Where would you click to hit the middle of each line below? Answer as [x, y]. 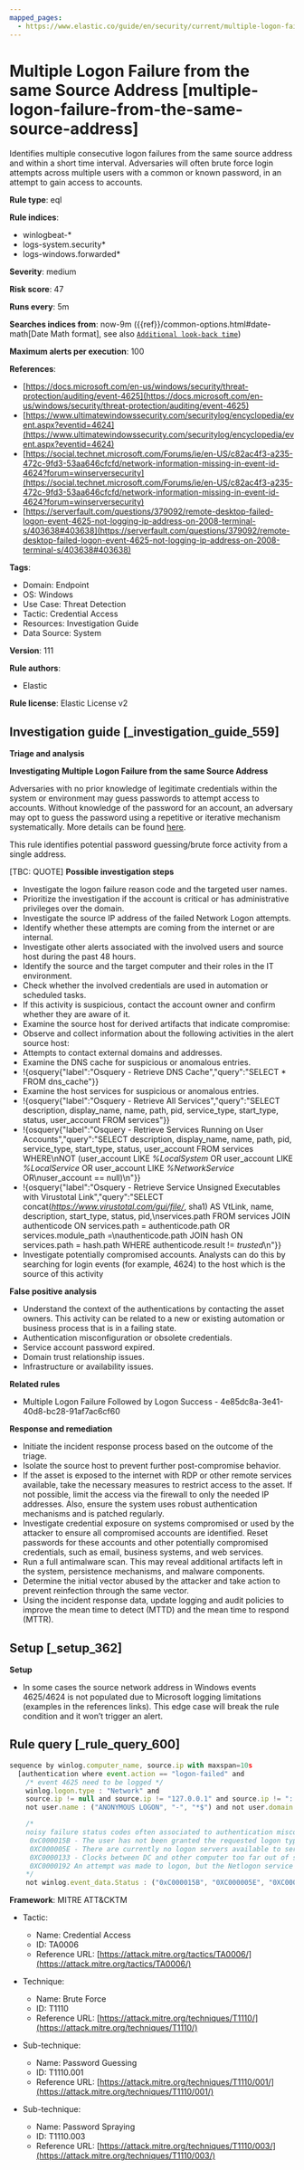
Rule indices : [34, 217]
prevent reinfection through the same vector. [106, 1591]
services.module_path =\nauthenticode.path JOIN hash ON [133, 1235]
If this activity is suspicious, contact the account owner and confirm [149, 1004]
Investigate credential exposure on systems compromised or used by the [158, 1523]
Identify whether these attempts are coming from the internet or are [148, 928]
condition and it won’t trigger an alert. [93, 1717]
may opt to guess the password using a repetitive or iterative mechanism [145, 818]
